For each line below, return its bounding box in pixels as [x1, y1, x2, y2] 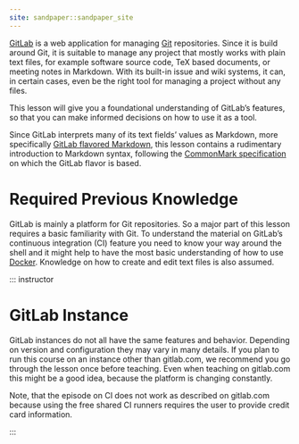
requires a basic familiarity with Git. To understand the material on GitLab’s [9, 228, 283, 239]
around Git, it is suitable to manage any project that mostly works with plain [9, 46, 286, 58]
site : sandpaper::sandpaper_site [9, 13, 134, 22]
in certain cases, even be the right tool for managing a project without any [9, 75, 281, 86]
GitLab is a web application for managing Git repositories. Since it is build [9, 38, 278, 48]
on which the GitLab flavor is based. [9, 157, 142, 168]
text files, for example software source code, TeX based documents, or [9, 56, 270, 67]
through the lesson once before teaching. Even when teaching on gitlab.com [9, 363, 291, 373]
